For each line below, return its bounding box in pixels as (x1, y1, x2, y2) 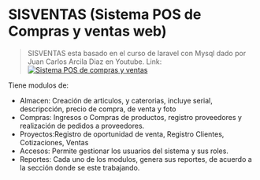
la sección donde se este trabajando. (19, 163, 140, 172)
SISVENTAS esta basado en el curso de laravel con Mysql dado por (27, 48, 247, 58)
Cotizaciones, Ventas (19, 137, 89, 147)
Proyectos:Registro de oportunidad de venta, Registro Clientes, (19, 129, 225, 139)
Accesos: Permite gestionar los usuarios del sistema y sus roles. (19, 146, 228, 156)
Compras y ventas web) (8, 22, 167, 40)
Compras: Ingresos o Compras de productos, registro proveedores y (19, 112, 243, 122)
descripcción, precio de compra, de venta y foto (19, 104, 176, 114)
